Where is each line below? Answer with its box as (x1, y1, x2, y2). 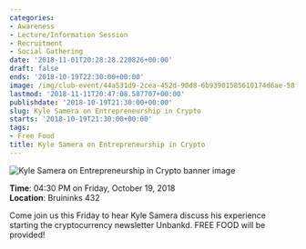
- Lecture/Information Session (9, 30, 128, 39)
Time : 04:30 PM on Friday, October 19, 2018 (9, 183, 176, 194)
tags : (9, 124, 30, 133)
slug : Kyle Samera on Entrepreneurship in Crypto (9, 106, 202, 115)
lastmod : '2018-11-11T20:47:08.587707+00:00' (9, 89, 185, 98)
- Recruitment (9, 38, 64, 48)
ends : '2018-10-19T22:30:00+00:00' (9, 73, 145, 82)
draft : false (9, 65, 59, 74)
